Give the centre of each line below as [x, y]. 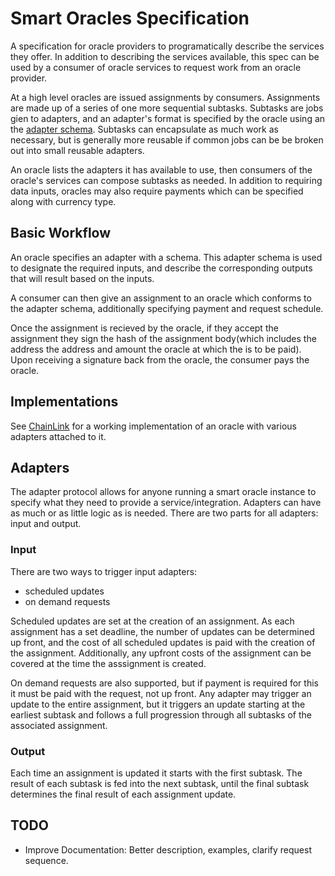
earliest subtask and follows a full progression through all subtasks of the [161, 714]
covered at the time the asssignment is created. [108, 663]
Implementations [64, 402]
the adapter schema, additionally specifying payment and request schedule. [167, 308]
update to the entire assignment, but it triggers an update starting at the [158, 704]
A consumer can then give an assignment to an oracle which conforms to [161, 298]
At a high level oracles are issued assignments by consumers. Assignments [165, 97]
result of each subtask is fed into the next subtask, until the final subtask [160, 783]
